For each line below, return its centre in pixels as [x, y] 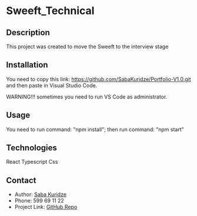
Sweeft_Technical [50, 11]
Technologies [32, 148]
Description [28, 33]
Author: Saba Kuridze [40, 194]
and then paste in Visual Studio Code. [52, 85]
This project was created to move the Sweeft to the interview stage [87, 46]
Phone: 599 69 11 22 [39, 201]
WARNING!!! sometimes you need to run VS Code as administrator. [87, 97]
